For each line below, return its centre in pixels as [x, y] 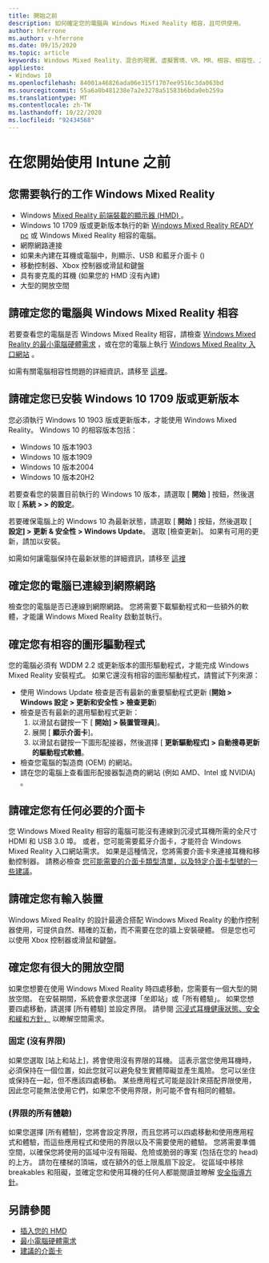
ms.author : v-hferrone [46, 38]
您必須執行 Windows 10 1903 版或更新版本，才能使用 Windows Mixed [123, 420]
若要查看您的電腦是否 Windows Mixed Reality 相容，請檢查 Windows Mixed [132, 334]
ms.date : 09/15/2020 [43, 46]
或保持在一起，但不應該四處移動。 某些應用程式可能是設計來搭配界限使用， [132, 1080]
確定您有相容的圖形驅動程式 [77, 644]
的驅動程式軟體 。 [60, 753]
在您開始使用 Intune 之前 [90, 162]
